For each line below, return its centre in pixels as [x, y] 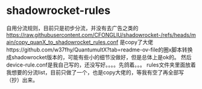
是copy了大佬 [137, 42]
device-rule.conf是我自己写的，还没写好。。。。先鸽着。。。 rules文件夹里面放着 [101, 65]
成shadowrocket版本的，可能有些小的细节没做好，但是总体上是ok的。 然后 [99, 57]
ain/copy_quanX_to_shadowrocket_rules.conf [62, 42]
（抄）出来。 [22, 80]
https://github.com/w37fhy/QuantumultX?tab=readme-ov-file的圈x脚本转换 [99, 50]
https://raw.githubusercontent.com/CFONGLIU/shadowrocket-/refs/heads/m [101, 35]
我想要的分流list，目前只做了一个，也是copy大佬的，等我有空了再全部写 [95, 72]
